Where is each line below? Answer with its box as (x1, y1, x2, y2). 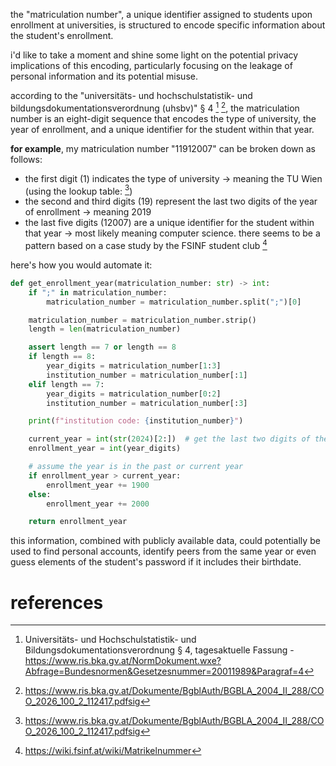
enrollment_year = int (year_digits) (28, 444, 182, 454)
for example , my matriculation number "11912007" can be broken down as (10, 142, 316, 154)
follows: (10, 153, 43, 165)
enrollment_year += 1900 (46, 480, 150, 490)
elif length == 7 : (28, 379, 105, 389)
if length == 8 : (28, 352, 97, 362)
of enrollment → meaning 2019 (24, 206, 152, 218)
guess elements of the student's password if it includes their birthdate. (10, 556, 302, 568)
